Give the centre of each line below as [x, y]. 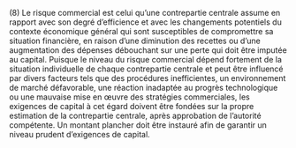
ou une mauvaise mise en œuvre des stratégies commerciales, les [129, 97]
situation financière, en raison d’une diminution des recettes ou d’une [135, 41]
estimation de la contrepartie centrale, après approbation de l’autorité [136, 115]
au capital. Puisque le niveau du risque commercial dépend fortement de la [146, 59]
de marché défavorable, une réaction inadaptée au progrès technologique [144, 88]
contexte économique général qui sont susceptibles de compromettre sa [141, 31]
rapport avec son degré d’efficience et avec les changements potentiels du [146, 22]
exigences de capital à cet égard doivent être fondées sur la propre [132, 106]
